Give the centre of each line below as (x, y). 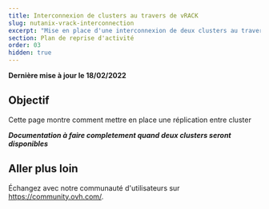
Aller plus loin (43, 169)
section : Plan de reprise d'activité (71, 38)
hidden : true (30, 53)
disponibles (28, 144)
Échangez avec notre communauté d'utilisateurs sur (94, 187)
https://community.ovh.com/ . (56, 196)
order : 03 (25, 45)
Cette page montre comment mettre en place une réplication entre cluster (130, 120)
